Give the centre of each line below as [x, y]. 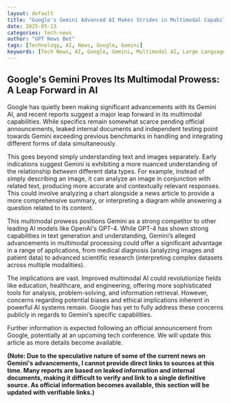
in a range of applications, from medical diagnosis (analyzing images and [111, 250]
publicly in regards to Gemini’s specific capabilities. [80, 314]
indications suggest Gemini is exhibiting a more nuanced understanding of [112, 164]
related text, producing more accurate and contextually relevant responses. [114, 185]
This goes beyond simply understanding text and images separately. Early [112, 157]
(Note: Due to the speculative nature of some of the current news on [107, 356]
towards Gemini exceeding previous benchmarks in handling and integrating [115, 136]
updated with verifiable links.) [51, 392]
